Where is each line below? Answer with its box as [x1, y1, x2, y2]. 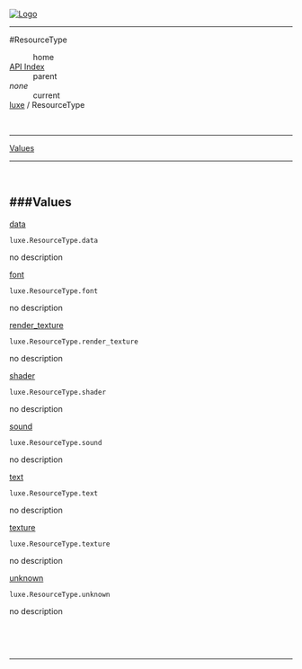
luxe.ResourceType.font [9, 286, 99, 296]
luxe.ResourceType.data [9, 236, 99, 245]
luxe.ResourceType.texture [9, 540, 111, 549]
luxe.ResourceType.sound [9, 438, 102, 447]
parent [32, 71, 58, 81]
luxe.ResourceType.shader [9, 388, 106, 397]
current [32, 90, 60, 101]
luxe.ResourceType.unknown [9, 590, 111, 599]
